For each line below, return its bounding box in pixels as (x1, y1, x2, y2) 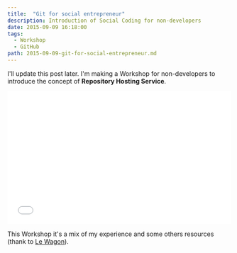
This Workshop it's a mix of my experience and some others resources (7, 230, 214, 238)
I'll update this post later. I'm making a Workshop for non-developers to (7, 69, 216, 78)
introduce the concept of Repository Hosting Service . (7, 77, 167, 85)
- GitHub (13, 43, 40, 50)
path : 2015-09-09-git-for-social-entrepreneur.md (7, 50, 158, 57)
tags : (7, 30, 23, 38)
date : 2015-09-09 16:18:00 (7, 23, 87, 30)
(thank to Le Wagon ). (7, 237, 69, 245)
